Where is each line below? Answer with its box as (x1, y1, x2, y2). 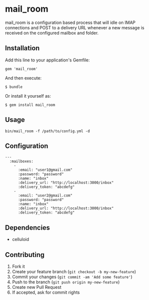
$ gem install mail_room (5, 102, 55, 107)
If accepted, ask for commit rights (12, 289, 80, 295)
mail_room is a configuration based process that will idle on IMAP (5, 20, 136, 25)
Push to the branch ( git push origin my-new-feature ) (12, 279, 120, 285)
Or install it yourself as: (5, 93, 51, 99)
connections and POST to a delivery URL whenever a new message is (5, 24, 145, 30)
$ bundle (5, 84, 23, 89)
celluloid (12, 237, 29, 242)
